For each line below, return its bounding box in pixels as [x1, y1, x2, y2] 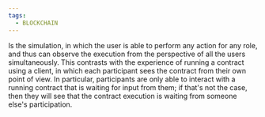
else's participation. [8, 100, 73, 109]
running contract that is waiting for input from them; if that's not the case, [8, 82, 248, 92]
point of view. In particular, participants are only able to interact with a [8, 74, 236, 84]
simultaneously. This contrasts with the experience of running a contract [8, 57, 244, 67]
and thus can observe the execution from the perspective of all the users [8, 49, 246, 58]
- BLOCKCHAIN [15, 19, 59, 27]
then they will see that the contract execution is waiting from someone [8, 91, 237, 100]
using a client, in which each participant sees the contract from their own [8, 66, 247, 75]
